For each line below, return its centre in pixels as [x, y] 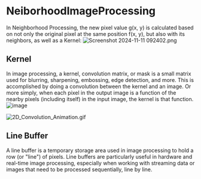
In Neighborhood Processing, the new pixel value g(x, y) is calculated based [100, 28]
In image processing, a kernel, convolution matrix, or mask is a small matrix [99, 74]
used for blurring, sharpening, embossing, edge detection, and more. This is [100, 80]
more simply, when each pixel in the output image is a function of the [91, 92]
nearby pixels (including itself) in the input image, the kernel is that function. [100, 99]
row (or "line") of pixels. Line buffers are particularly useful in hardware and [99, 156]
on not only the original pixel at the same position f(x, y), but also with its [96, 34]
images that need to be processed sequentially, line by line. [79, 169]
